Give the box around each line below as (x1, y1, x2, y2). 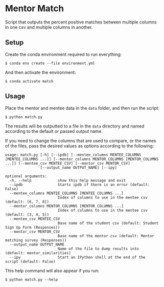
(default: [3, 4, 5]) (5, 212, 49, 217)
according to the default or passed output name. (5, 128, 103, 134)
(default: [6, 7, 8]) (5, 199, 49, 204)
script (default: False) (5, 259, 56, 264)
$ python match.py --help (5, 277, 58, 282)
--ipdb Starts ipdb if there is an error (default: (9, 182, 150, 187)
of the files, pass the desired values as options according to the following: (5, 143, 154, 149)
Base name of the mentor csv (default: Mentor (57, 233, 154, 238)
